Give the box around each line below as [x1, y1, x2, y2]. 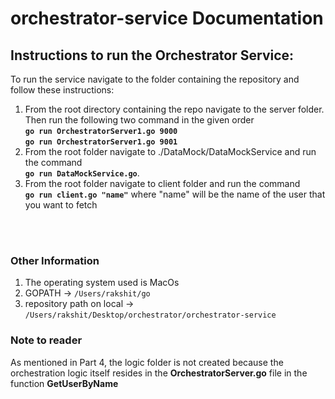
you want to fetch [24, 199, 98, 211]
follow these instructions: [10, 84, 115, 96]
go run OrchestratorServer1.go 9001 [24, 137, 178, 147]
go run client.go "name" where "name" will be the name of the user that [24, 188, 326, 200]
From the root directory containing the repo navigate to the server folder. [24, 103, 325, 115]
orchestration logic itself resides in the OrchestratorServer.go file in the [10, 367, 308, 379]
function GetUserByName [10, 377, 119, 389]
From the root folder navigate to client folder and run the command [24, 178, 301, 189]
